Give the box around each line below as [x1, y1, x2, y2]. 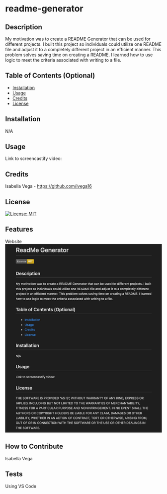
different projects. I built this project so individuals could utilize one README [5, 41, 162, 47]
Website [5, 238, 22, 244]
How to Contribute [5, 442, 64, 451]
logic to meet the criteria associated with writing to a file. [5, 57, 122, 63]
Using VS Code [5, 483, 36, 489]
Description [5, 23, 42, 31]
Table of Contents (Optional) [5, 72, 95, 80]
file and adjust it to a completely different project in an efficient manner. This [5, 47, 162, 52]
